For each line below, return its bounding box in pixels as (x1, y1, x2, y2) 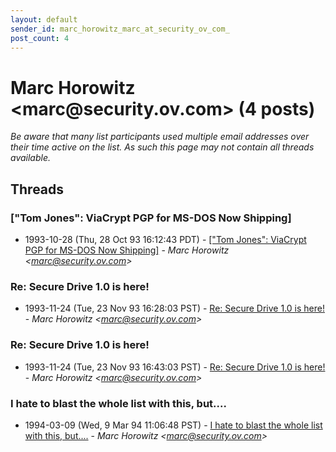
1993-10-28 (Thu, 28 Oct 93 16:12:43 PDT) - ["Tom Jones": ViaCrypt (24, 234, 307, 245)
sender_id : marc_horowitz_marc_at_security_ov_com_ (10, 24, 230, 34)
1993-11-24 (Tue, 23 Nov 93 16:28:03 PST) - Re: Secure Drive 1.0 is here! (24, 302, 325, 315)
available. (10, 152, 52, 164)
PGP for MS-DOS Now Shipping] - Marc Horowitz (24, 244, 230, 256)
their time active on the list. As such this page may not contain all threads (10, 141, 315, 153)
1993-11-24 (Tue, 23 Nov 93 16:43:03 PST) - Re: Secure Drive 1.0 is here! (24, 361, 326, 373)
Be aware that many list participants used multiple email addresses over (10, 131, 310, 143)
